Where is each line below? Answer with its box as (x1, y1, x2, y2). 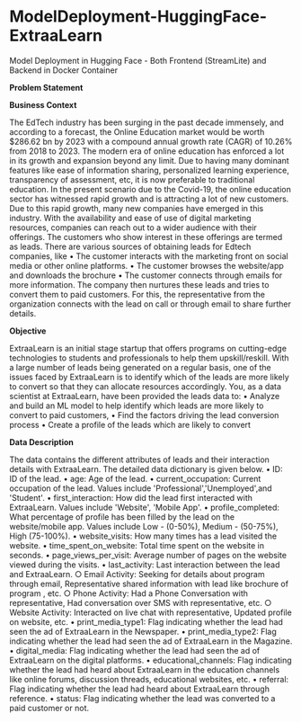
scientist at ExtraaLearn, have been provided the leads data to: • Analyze (9, 390, 280, 401)
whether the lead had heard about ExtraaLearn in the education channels (9, 664, 280, 675)
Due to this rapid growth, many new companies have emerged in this (9, 202, 264, 213)
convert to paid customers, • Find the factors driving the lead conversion (9, 409, 279, 420)
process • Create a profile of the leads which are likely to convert (9, 419, 252, 430)
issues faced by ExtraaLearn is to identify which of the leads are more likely (9, 371, 289, 382)
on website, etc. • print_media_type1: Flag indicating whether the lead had (9, 616, 283, 627)
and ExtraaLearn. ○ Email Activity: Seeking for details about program (9, 568, 265, 579)
